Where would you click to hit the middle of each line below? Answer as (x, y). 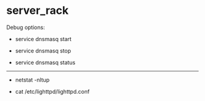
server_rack (38, 11)
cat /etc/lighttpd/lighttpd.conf (52, 91)
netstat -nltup (32, 80)
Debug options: (26, 27)
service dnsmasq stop (43, 50)
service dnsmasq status (45, 62)
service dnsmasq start (43, 39)
